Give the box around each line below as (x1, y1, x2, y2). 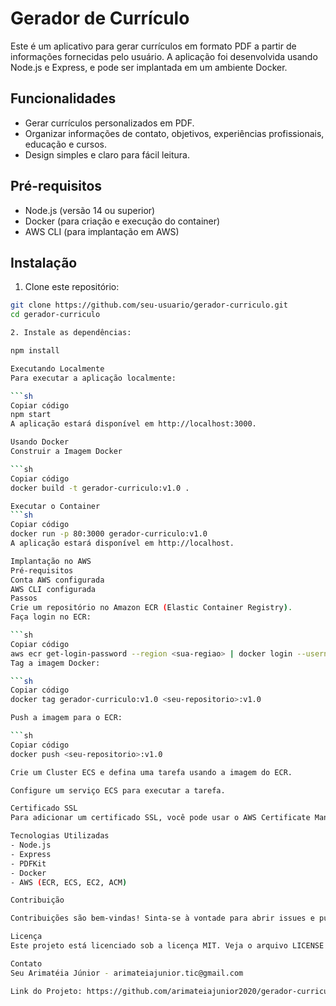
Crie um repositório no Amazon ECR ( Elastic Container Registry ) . (10, 603, 293, 613)
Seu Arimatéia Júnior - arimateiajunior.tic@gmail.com (10, 968, 244, 978)
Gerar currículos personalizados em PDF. (24, 117, 195, 129)
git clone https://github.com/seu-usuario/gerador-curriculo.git (10, 300, 288, 311)
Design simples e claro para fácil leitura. (24, 148, 191, 161)
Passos (10, 593, 38, 604)
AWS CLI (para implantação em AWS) (24, 225, 180, 237)
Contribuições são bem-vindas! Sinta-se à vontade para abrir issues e (10, 913, 315, 924)
